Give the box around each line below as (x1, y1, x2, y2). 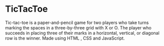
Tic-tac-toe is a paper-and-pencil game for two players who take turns (5, 20, 149, 25)
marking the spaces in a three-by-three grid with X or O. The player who (5, 24, 152, 30)
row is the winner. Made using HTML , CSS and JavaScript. (5, 35, 125, 41)
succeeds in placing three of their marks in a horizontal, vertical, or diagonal (5, 30, 160, 36)
